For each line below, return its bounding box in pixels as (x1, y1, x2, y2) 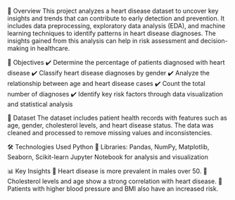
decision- (200, 37, 229, 45)
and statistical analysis (7, 100, 73, 108)
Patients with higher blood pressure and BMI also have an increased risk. (7, 185, 219, 193)
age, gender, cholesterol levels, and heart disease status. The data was (7, 121, 214, 130)
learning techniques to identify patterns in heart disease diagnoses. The (7, 29, 216, 37)
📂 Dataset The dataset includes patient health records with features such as (7, 113, 227, 122)
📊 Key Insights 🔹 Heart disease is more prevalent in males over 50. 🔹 (7, 167, 208, 175)
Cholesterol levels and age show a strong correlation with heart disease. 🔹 (7, 177, 223, 185)
